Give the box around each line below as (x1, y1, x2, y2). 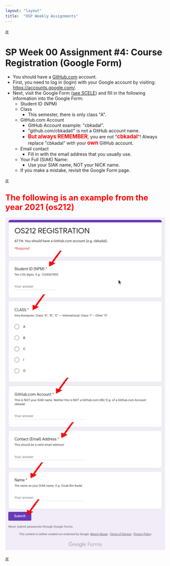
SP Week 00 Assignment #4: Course (5, 46, 162, 58)
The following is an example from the (5, 193, 149, 203)
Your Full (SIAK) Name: (20, 157, 69, 163)
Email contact (20, 146, 49, 152)
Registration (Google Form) (5, 57, 122, 68)
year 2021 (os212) (5, 202, 75, 212)
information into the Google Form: (12, 95, 84, 101)
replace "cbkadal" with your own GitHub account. (27, 139, 134, 146)
